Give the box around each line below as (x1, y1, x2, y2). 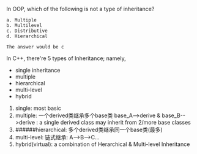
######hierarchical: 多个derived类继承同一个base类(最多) (15, 126, 163, 133)
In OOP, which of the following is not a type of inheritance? (6, 6, 155, 12)
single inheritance (15, 67, 61, 74)
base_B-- (162, 112, 185, 119)
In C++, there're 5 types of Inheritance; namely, (6, 55, 127, 62)
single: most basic (15, 104, 61, 112)
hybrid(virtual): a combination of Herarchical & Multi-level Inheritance (15, 141, 190, 148)
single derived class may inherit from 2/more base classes (43, 119, 191, 126)
